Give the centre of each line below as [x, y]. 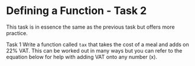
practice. [17, 33]
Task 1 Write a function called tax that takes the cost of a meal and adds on [97, 44]
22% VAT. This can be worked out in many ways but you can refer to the [94, 50]
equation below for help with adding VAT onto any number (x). [82, 57]
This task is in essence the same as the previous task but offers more [91, 27]
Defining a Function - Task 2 [77, 11]
